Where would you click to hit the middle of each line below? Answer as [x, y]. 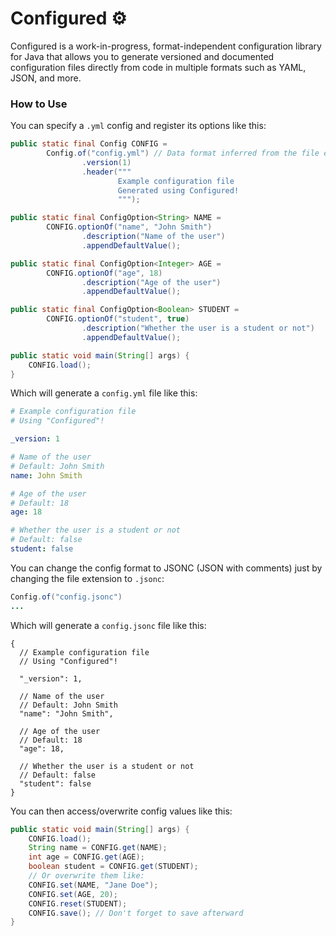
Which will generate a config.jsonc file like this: [108, 625]
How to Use [39, 104]
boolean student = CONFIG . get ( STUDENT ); [113, 867]
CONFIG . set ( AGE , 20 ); [73, 894]
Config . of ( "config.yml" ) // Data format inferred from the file [183, 153]
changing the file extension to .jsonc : [87, 578]
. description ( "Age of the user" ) [151, 282]
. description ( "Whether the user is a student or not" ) [198, 328]
